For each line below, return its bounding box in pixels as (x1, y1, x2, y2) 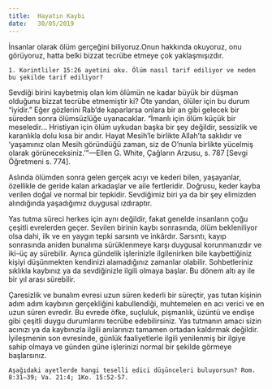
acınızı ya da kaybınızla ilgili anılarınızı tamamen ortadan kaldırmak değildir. (8, 324, 259, 334)
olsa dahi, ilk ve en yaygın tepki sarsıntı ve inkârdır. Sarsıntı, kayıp (8, 231, 227, 240)
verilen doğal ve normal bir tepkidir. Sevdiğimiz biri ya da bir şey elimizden (8, 189, 257, 199)
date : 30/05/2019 (8, 19, 75, 28)
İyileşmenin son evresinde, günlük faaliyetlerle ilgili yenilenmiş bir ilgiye (8, 333, 246, 343)
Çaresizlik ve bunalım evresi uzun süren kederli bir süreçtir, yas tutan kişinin (8, 290, 262, 300)
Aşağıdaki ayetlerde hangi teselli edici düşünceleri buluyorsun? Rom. (8, 366, 256, 374)
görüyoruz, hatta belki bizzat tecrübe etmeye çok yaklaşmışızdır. (8, 50, 224, 60)
